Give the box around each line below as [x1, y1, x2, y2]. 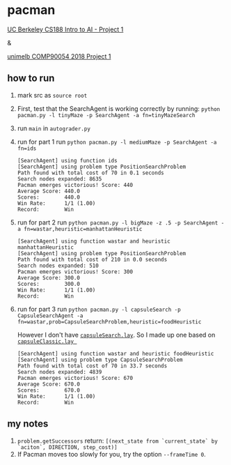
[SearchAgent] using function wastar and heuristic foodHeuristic [17, 350, 214, 357]
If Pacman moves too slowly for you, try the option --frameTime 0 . [17, 450, 207, 458]
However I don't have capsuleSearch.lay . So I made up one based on [17, 330, 216, 339]
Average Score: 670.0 [17, 381, 80, 388]
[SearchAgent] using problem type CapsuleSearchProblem [17, 356, 183, 363]
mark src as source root [17, 91, 88, 99]
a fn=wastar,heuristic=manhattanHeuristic [17, 225, 143, 232]
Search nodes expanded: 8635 [17, 175, 102, 183]
